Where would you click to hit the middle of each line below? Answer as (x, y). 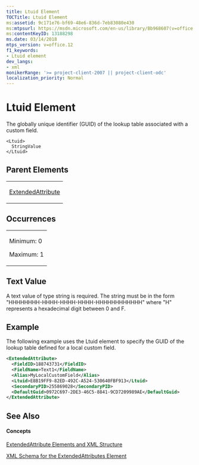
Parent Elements (37, 170)
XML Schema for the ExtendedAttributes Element (66, 455)
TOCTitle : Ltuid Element (37, 17)
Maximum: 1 (27, 254)
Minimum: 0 (26, 241)
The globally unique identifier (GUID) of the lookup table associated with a (97, 124)
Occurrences (31, 219)
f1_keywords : (22, 51)
